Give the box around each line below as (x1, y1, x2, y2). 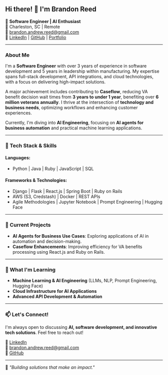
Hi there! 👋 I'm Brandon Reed (5, 5, 96, 14)
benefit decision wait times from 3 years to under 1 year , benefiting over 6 (5, 94, 159, 100)
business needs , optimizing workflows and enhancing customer (5, 105, 138, 111)
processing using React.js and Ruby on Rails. (12, 249, 105, 255)
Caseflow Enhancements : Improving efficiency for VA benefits (12, 244, 142, 250)
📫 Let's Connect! (5, 311, 49, 318)
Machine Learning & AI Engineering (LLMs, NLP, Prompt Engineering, (12, 278, 157, 284)
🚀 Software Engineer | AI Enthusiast (5, 18, 81, 24)
